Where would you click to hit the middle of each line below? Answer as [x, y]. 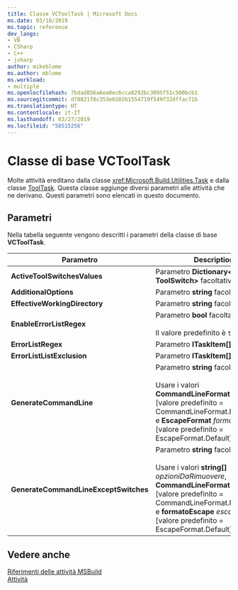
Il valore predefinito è [191, 333]
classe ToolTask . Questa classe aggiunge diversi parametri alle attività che [116, 188]
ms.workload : [27, 80]
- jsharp [20, 60]
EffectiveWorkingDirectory [57, 304]
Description [214, 260]
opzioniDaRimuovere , [191, 477]
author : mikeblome [34, 67]
